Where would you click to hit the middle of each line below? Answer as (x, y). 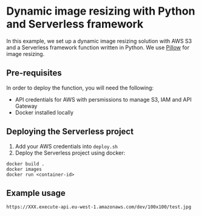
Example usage (36, 193)
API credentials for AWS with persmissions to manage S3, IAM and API (103, 99)
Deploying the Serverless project (70, 132)
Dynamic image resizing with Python (101, 11)
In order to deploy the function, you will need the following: (80, 88)
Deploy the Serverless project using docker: (70, 153)
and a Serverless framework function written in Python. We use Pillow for (98, 47)
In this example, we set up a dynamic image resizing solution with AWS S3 (99, 41)
